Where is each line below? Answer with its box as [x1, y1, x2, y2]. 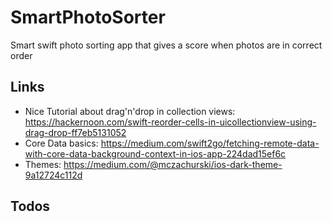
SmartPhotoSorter [10, 6, 166, 29]
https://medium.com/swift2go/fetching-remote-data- [100, 137, 320, 149]
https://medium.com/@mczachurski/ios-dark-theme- [63, 158, 283, 170]
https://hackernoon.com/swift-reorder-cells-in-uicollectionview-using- [24, 116, 317, 128]
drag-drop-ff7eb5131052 [24, 126, 127, 138]
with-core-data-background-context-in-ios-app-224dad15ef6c [24, 147, 287, 160]
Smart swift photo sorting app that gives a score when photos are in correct [10, 39, 323, 51]
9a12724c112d [24, 169, 83, 181]
